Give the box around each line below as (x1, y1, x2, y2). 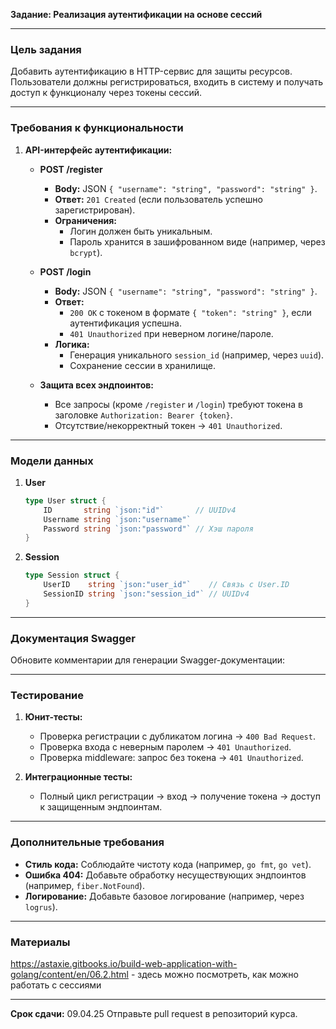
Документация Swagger (10, 631, 136, 645)
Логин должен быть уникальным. (69, 225, 213, 237)
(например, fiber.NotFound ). (24, 879, 145, 891)
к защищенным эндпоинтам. (39, 801, 163, 813)
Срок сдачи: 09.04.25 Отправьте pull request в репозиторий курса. (10, 1007, 298, 1019)
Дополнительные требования (10, 835, 165, 849)
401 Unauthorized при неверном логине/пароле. (69, 327, 274, 339)
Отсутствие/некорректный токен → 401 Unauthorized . (54, 419, 283, 431)
